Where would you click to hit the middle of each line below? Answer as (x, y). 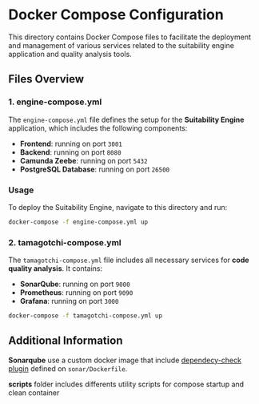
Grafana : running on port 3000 (69, 301)
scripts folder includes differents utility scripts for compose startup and (126, 384)
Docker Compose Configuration (116, 15)
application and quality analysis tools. (70, 54)
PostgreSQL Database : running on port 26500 (95, 169)
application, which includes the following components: (98, 128)
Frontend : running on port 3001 (71, 143)
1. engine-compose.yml (55, 102)
